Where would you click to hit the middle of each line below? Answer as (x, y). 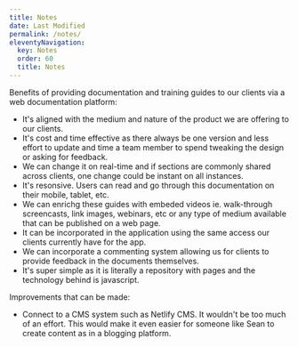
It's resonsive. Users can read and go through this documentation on (148, 185)
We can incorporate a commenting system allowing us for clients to (145, 251)
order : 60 (35, 59)
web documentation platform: (63, 101)
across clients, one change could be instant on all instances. (133, 175)
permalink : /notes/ (45, 34)
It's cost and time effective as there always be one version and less (145, 138)
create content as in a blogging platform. (97, 333)
